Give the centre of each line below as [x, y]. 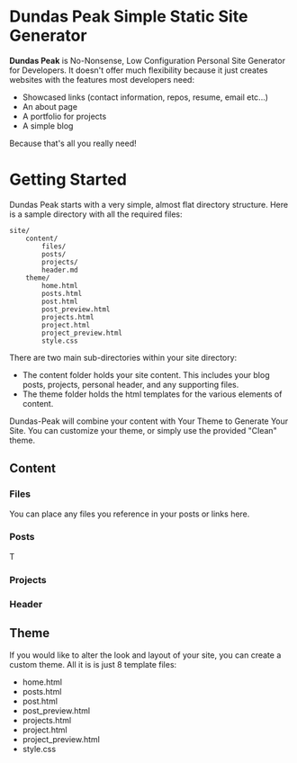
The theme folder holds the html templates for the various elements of [152, 394]
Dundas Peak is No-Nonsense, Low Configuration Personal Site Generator [148, 60]
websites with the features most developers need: [102, 79]
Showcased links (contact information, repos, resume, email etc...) [145, 97]
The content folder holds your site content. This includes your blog [146, 374]
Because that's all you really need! [73, 143]
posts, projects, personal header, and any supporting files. [130, 384]
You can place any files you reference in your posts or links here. [130, 514]
